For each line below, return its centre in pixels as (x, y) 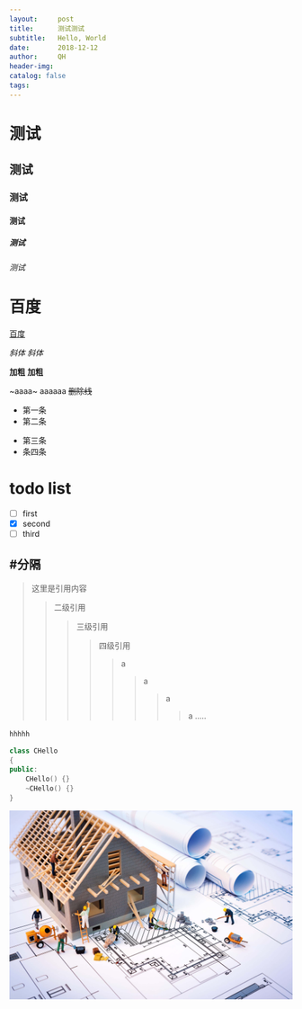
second (36, 523)
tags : (19, 85)
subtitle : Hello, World (58, 38)
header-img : (31, 67)
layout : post (42, 19)
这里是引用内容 (59, 588)
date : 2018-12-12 (54, 48)
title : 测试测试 (47, 28)
